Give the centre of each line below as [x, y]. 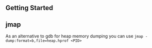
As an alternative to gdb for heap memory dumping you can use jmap [75, 36]
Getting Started [29, 8]
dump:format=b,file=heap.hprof [37, 41]
